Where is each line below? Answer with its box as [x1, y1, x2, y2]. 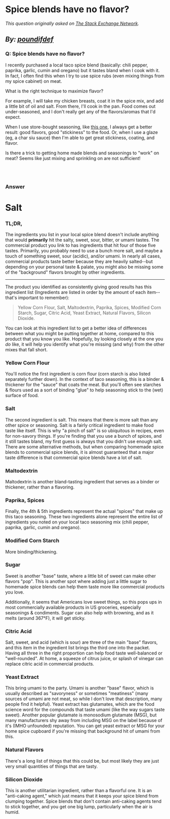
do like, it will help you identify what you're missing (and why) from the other [5, 341, 165, 347]
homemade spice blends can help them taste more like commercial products [5, 583, 165, 589]
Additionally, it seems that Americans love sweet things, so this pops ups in [5, 599, 162, 605]
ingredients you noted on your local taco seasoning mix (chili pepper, [5, 519, 149, 525]
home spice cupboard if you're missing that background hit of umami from [5, 728, 160, 734]
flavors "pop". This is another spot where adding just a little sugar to [5, 578, 147, 584]
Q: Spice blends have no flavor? [5, 50, 85, 57]
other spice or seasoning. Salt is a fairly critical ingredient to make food [5, 422, 154, 428]
